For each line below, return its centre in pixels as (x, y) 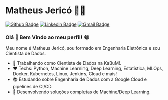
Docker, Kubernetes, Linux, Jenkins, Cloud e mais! (65, 74)
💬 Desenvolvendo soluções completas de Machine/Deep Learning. (81, 92)
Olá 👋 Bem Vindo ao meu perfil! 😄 (47, 37)
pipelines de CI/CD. (32, 87)
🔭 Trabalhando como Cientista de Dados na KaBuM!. (67, 63)
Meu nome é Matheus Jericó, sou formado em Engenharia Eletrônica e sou (83, 48)
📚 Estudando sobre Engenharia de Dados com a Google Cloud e (80, 79)
